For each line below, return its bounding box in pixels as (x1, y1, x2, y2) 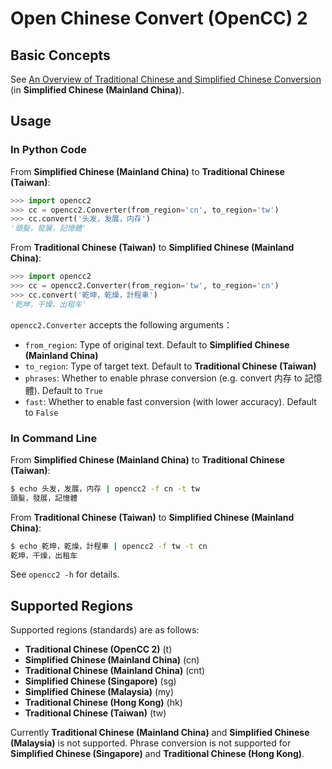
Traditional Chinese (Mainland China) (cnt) (24, 665, 206, 677)
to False (24, 406, 59, 418)
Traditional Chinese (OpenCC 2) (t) (24, 643, 173, 656)
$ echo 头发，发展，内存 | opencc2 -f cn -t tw (10, 483, 200, 494)
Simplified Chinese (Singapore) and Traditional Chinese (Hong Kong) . (10, 748, 305, 760)
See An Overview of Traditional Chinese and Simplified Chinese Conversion (10, 73, 322, 85)
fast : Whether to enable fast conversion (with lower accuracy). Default (24, 395, 317, 407)
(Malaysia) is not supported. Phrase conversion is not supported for (10, 737, 292, 749)
